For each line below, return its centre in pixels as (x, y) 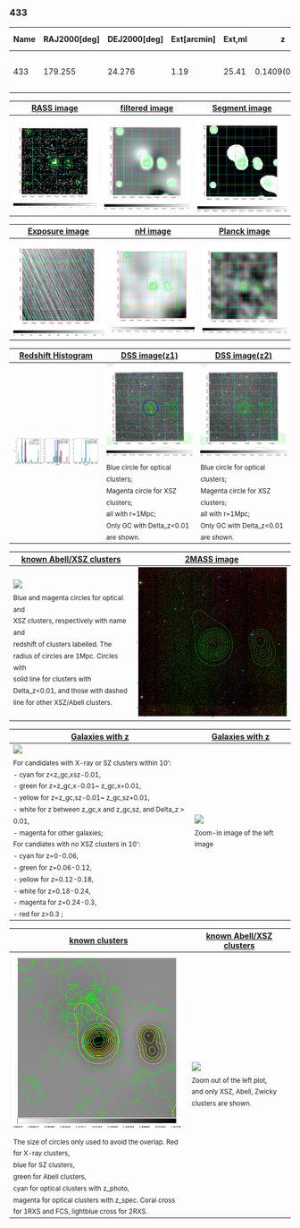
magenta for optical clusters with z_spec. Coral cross (94, 1200)
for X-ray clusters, (42, 1154)
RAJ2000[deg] (71, 39)
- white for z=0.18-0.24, (52, 891)
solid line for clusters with (52, 679)
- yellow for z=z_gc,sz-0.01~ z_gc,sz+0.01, (81, 798)
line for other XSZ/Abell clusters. (62, 702)
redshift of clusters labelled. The (62, 644)
